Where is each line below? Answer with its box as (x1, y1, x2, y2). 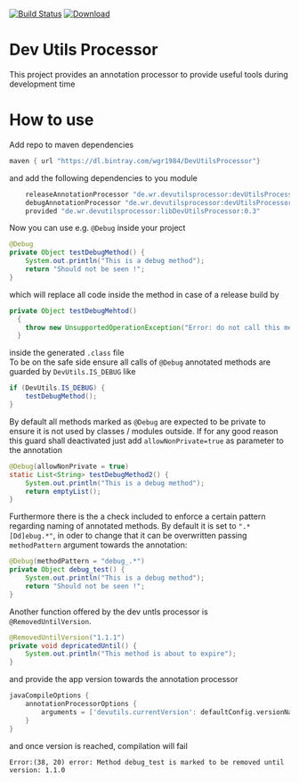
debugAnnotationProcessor (25, 198, 122, 207)
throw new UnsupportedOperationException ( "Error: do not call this (25, 323, 280, 332)
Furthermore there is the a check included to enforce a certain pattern (9, 511, 266, 522)
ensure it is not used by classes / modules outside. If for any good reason (9, 425, 279, 436)
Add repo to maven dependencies (9, 139, 134, 150)
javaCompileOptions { (9, 691, 90, 700)
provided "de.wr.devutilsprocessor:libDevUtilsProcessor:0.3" (25, 206, 261, 216)
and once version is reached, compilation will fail (9, 740, 189, 751)
